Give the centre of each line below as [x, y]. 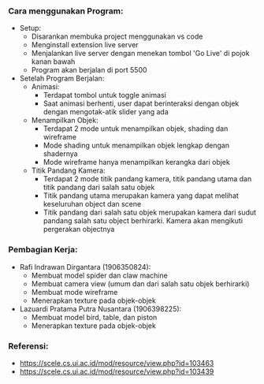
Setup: [30, 28]
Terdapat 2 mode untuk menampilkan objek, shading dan [136, 129]
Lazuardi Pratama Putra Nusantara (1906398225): [100, 308]
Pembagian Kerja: [43, 250]
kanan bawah [53, 62]
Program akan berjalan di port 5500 [89, 70]
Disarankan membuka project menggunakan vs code [117, 36]
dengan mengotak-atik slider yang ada [106, 112]
